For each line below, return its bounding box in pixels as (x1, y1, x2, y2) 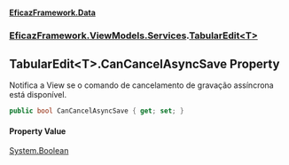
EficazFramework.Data (9, 7, 96, 18)
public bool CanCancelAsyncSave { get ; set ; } (9, 106, 184, 115)
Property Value (9, 125, 66, 137)
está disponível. (9, 90, 67, 100)
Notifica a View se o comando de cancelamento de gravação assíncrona (9, 80, 274, 90)
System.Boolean (9, 145, 69, 156)
